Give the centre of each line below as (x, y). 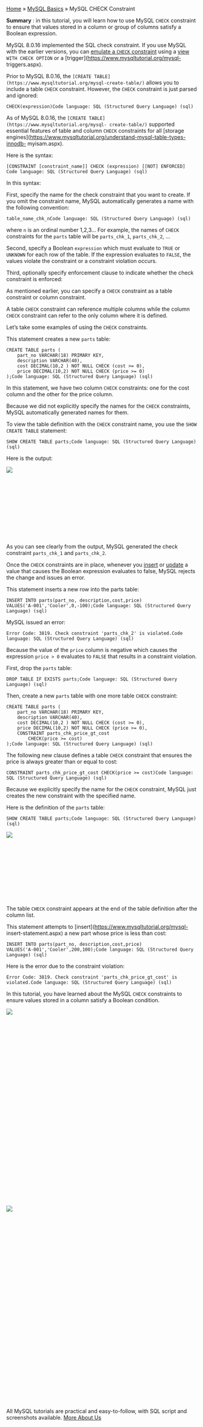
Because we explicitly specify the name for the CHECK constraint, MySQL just (101, 789)
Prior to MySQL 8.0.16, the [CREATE (49, 76)
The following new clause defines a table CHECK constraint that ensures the (99, 755)
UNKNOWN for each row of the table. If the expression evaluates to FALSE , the (98, 254)
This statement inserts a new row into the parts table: (73, 589)
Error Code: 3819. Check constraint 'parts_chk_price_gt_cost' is (92, 977)
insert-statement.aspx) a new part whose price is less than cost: (86, 933)
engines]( (18, 137)
